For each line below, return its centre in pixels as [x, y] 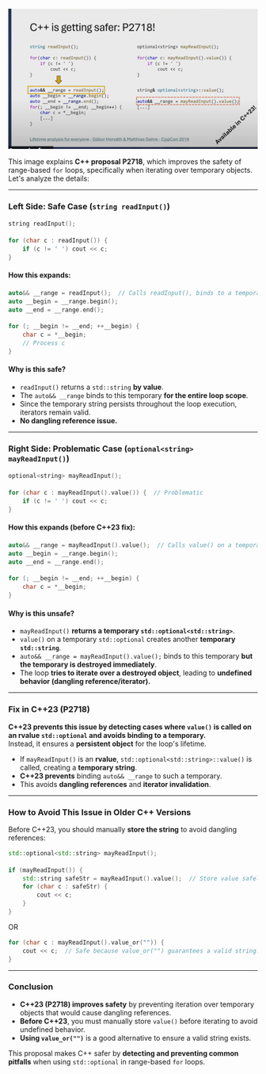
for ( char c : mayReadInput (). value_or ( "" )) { [86, 942]
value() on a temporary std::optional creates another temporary [127, 640]
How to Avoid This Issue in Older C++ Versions [100, 812]
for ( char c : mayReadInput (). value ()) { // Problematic [106, 493]
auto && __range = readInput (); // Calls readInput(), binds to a [120, 293]
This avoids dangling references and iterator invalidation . [115, 784]
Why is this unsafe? [42, 613]
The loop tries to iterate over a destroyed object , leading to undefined [136, 673]
